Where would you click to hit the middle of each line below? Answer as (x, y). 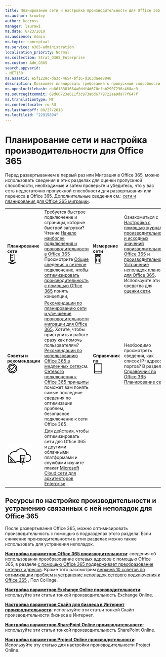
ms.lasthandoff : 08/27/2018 (34, 110)
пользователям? (62, 345)
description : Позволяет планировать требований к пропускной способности (83, 84)
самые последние (63, 393)
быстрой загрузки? (64, 228)
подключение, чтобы (66, 270)
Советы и (18, 356)
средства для (138, 286)
